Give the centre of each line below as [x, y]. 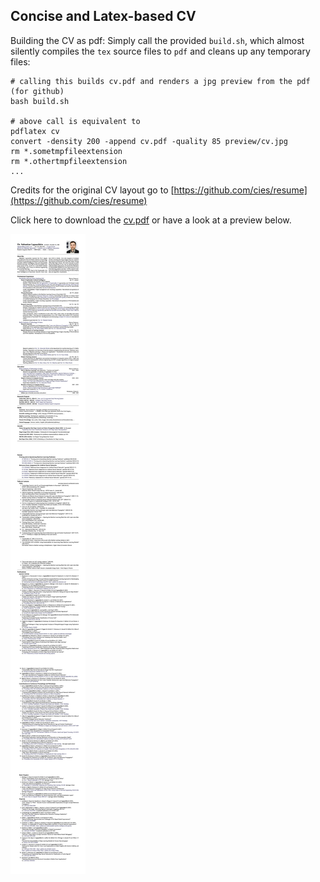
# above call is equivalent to [75, 121]
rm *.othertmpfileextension [69, 161]
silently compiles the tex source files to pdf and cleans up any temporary [160, 51]
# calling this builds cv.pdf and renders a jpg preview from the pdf [160, 81]
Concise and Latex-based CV [103, 16]
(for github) [37, 91]
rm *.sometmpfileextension [66, 151]
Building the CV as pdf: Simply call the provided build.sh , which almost [157, 40]
